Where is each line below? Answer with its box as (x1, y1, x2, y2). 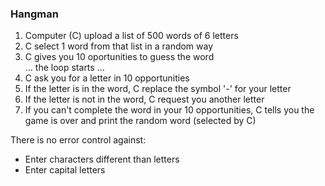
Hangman (10, 7, 59, 21)
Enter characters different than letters (24, 153, 180, 166)
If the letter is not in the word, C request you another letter (24, 93, 265, 106)
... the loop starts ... (24, 62, 105, 74)
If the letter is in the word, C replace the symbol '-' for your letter (24, 83, 292, 95)
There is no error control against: (10, 134, 147, 146)
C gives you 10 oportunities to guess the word (24, 51, 215, 63)
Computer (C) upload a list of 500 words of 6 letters (24, 30, 239, 42)
